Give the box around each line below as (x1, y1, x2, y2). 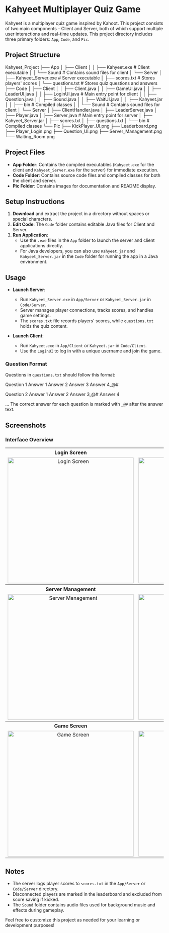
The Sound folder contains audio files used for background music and (12, 901, 156, 908)
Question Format (5, 360, 47, 367)
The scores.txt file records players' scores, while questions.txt (20, 318, 154, 324)
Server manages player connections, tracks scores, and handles (20, 307, 153, 313)
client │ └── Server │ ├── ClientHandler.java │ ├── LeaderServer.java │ (5, 107, 157, 113)
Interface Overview (5, 436, 54, 443)
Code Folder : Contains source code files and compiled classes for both (12, 172, 161, 178)
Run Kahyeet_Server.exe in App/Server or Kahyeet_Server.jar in (20, 297, 151, 303)
